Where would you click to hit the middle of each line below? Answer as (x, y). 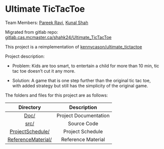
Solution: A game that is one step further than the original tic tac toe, (82, 80)
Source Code (83, 124)
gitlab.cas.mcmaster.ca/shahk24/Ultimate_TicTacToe (58, 37)
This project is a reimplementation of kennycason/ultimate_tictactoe (74, 47)
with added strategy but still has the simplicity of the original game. (80, 86)
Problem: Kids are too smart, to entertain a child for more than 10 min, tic (86, 66)
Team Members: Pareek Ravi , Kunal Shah (47, 23)
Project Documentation (83, 115)
